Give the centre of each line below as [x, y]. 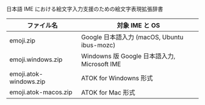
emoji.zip [22, 40]
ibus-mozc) [99, 45]
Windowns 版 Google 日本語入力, [128, 56]
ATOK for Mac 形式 [108, 93]
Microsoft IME [101, 64]
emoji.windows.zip [36, 59]
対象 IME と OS [138, 25]
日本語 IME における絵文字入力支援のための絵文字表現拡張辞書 [85, 9]
